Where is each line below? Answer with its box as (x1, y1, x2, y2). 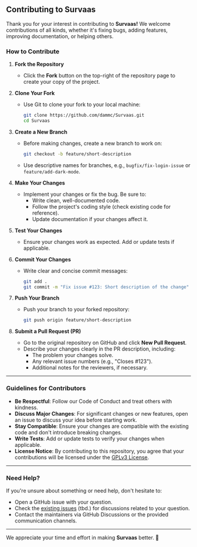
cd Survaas (23, 117, 50, 124)
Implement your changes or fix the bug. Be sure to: (23, 191, 147, 198)
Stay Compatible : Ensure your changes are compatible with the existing (14, 422, 189, 430)
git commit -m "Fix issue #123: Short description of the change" (23, 284, 189, 290)
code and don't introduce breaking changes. (14, 429, 123, 436)
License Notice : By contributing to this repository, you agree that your (14, 447, 185, 454)
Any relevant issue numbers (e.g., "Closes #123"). (32, 358, 153, 365)
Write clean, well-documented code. (32, 196, 120, 204)
